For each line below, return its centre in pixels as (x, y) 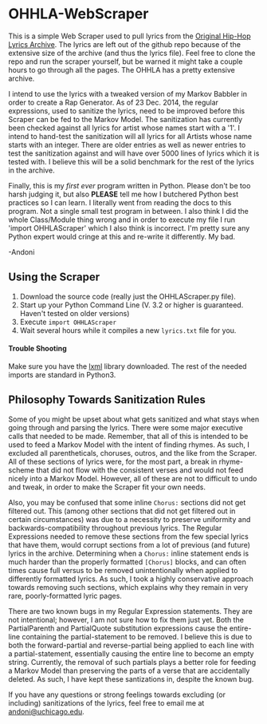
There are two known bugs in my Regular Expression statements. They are (130, 611)
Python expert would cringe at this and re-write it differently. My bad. (122, 236)
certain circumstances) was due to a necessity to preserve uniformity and (130, 519)
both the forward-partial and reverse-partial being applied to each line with (132, 645)
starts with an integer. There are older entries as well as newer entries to (127, 144)
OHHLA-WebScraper (79, 14)
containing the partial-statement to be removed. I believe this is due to (137, 636)
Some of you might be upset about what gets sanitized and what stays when (134, 419)
